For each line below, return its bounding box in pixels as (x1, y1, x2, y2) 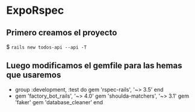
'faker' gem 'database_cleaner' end (14, 98, 104, 105)
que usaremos (6, 70, 61, 80)
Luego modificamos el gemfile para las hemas (6, 60, 182, 71)
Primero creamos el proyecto (6, 28, 117, 38)
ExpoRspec (6, 4, 64, 17)
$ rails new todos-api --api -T (6, 43, 87, 50)
